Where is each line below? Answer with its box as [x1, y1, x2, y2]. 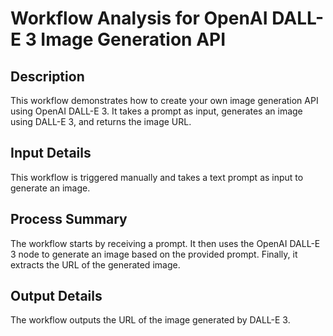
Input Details [10, 145, 92, 162]
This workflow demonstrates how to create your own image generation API [10, 95, 319, 106]
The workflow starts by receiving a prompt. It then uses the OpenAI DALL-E [10, 237, 321, 249]
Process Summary [10, 211, 128, 228]
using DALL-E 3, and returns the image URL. [10, 116, 192, 127]
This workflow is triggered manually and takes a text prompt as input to [10, 171, 304, 183]
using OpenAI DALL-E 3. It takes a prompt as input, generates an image [10, 105, 303, 117]
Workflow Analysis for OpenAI [10, 7, 268, 30]
